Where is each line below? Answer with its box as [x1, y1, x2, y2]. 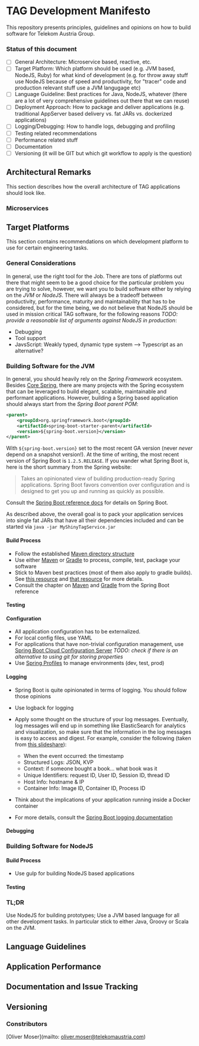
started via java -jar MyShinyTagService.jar [6, 523, 116, 530]
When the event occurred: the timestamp [23, 752, 124, 759]
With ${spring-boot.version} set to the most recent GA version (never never [6, 444, 193, 452]
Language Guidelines [6, 941, 86, 952]
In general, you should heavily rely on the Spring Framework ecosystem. [6, 375, 183, 382]
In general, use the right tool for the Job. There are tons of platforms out [6, 273, 182, 280]
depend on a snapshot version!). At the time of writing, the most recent [6, 451, 179, 458]
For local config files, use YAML [14, 634, 92, 641]
